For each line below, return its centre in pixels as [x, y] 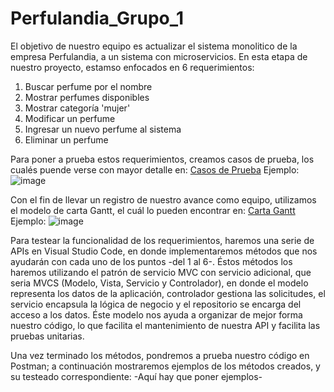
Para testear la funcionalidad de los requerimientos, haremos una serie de [162, 240]
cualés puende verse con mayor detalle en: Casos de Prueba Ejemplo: [155, 169]
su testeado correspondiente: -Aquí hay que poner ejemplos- [136, 376]
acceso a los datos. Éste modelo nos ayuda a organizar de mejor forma [156, 314]
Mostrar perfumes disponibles [87, 97]
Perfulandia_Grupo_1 [97, 18]
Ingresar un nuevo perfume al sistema [103, 129]
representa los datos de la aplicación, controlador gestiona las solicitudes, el [168, 293]
